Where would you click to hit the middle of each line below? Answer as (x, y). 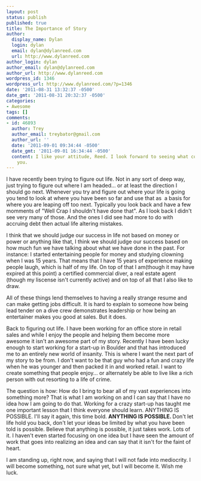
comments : (19, 117)
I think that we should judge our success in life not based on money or (93, 235)
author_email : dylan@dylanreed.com (51, 67)
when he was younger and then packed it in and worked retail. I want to (94, 367)
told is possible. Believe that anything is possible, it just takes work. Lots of (98, 429)
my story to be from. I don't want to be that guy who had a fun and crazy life (100, 361)
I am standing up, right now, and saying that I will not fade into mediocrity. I (99, 460)
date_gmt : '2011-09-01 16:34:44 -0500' (61, 151)
